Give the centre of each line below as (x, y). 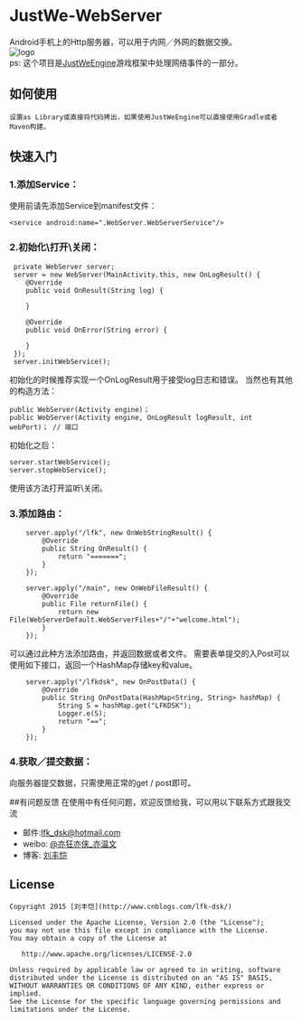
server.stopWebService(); (58, 470)
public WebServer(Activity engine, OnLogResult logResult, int (131, 417)
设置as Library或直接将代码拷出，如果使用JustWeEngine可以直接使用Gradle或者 (143, 117)
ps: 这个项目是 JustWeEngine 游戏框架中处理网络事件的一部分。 (126, 62)
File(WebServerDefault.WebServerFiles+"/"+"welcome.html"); (125, 620)
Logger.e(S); (82, 714)
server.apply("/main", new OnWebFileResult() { (117, 588)
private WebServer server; (64, 267)
